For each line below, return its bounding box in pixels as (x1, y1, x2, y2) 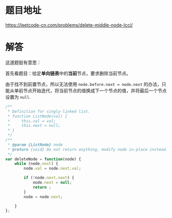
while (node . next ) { (14, 161, 58, 166)
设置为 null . (5, 94, 31, 100)
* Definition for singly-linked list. (7, 108, 91, 114)
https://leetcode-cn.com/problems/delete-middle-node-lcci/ (5, 21, 133, 28)
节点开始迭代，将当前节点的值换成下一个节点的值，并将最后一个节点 (23, 88, 167, 94)
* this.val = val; (7, 118, 56, 123)
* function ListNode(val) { (7, 114, 68, 119)
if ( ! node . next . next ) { (24, 175, 74, 181)
